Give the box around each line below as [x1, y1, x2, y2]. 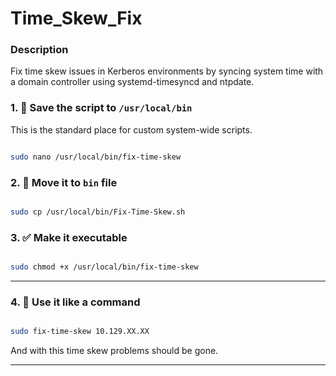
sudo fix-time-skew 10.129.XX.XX [10, 327, 150, 337]
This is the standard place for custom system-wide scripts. [10, 123, 253, 136]
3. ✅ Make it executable [10, 230, 128, 244]
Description [10, 43, 69, 57]
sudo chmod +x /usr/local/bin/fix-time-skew [10, 262, 199, 272]
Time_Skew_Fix [10, 7, 143, 30]
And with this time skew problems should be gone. [10, 345, 219, 357]
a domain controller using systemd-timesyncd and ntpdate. [10, 76, 255, 88]
